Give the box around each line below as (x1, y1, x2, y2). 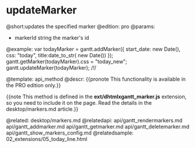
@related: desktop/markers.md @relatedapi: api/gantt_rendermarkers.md (6, 116, 183, 123)
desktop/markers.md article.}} (6, 105, 79, 112)
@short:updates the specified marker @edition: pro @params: (6, 23, 156, 30)
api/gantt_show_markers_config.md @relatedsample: (6, 129, 134, 136)
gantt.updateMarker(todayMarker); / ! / (6, 64, 96, 71)
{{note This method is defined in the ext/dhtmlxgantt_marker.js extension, (6, 93, 187, 100)
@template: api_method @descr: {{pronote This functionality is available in (6, 75, 186, 82)
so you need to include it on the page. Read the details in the (6, 99, 152, 106)
